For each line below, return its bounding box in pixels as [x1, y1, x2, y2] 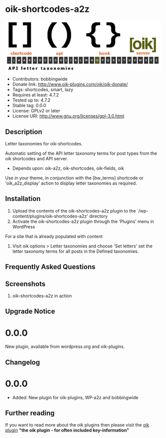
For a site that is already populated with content [5, 233, 103, 239]
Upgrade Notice [5, 307, 56, 316]
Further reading [5, 409, 55, 418]
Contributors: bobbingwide [12, 76, 68, 82]
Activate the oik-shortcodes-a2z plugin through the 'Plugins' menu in [12, 218, 154, 224]
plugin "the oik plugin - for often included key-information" [5, 427, 129, 434]
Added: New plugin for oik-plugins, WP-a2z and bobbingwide [12, 394, 139, 400]
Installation [5, 195, 41, 203]
